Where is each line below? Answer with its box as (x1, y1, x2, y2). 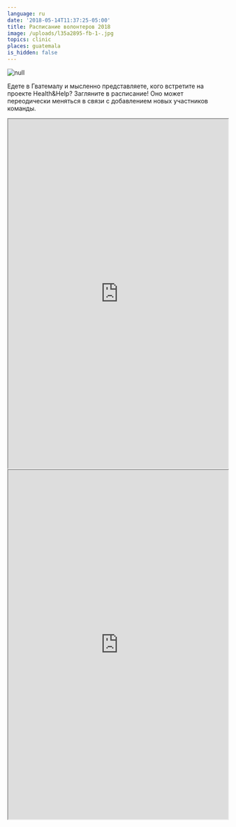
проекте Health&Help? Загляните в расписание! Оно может (7, 89, 184, 98)
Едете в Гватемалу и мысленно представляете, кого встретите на (7, 82, 205, 90)
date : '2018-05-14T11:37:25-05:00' (7, 17, 111, 24)
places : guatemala (7, 43, 61, 50)
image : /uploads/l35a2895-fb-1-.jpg (7, 29, 114, 37)
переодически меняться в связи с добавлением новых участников (7, 96, 208, 105)
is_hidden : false (7, 50, 58, 57)
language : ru (7, 10, 45, 17)
